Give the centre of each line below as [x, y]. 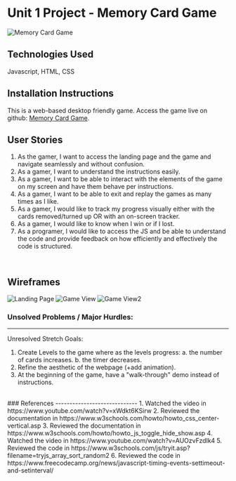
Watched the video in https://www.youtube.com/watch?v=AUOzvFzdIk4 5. [115, 441]
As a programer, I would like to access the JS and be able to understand [122, 231]
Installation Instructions [61, 94]
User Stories [35, 139]
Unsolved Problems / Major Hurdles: [70, 317]
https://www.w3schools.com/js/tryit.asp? [131, 448]
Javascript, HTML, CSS [41, 71]
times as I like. [38, 202]
